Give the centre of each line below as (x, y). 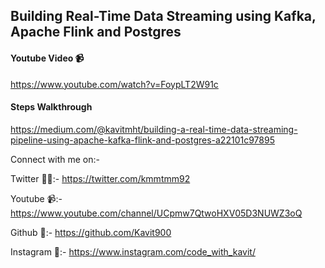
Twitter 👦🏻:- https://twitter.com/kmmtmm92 (100, 178)
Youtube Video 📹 (47, 58)
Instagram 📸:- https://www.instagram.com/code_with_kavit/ (133, 251)
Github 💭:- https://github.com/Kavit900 (91, 232)
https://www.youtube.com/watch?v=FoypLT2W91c (114, 84)
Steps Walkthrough (51, 107)
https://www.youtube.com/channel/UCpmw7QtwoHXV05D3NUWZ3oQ (156, 213)
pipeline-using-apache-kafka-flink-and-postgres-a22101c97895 (142, 140)
